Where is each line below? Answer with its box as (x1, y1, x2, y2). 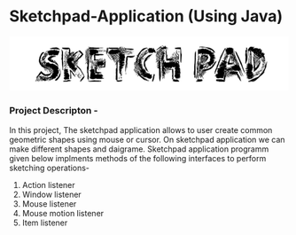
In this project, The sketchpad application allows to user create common (9, 124, 273, 135)
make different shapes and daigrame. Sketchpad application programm (9, 144, 269, 154)
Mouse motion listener (21, 208, 105, 218)
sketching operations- (9, 162, 90, 173)
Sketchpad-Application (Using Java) (9, 6, 284, 27)
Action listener (21, 179, 75, 190)
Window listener (21, 189, 82, 200)
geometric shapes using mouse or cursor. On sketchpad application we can (9, 134, 285, 145)
